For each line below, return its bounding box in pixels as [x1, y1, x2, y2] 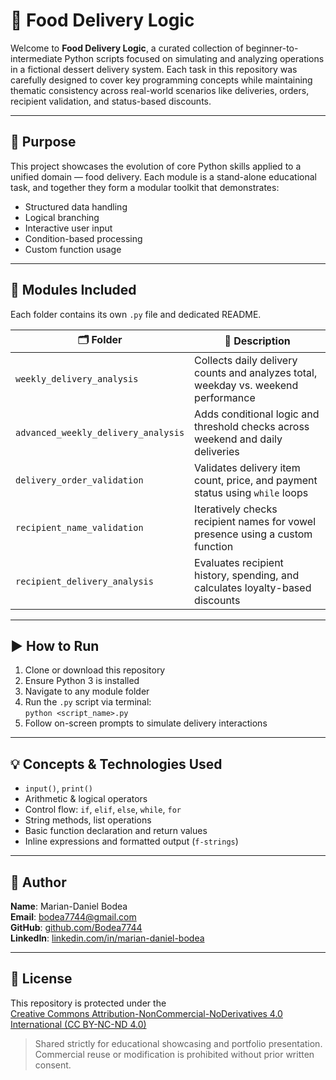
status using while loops [194, 485, 309, 499]
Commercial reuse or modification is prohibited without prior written [34, 1048, 315, 1060]
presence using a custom [194, 527, 313, 541]
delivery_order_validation [15, 474, 144, 486]
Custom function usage [24, 243, 122, 255]
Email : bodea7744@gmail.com [10, 911, 137, 923]
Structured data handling [24, 200, 128, 213]
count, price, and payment [194, 473, 318, 487]
